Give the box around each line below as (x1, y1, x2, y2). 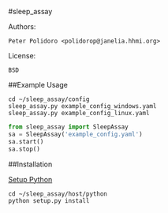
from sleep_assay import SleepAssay (8, 123, 129, 131)
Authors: (8, 22, 36, 31)
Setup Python (8, 174, 53, 184)
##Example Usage (8, 80, 69, 89)
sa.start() (8, 137, 44, 145)
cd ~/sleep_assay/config (8, 95, 90, 103)
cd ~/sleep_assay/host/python (8, 189, 108, 198)
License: (8, 51, 36, 60)
